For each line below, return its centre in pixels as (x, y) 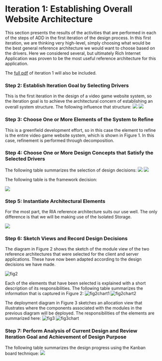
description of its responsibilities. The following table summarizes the (74, 288)
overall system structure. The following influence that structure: (68, 107)
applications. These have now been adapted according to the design (73, 259)
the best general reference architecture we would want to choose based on (80, 48)
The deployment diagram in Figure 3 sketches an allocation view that (74, 303)
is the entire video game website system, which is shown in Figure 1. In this (80, 135)
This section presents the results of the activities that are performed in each (81, 32)
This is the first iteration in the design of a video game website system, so (79, 96)
